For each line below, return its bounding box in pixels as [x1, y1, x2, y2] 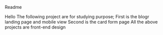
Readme [5, 4, 22, 10]
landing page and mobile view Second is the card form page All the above [5, 19, 158, 25]
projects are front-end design [5, 24, 66, 30]
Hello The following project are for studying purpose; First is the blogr [5, 14, 149, 19]
